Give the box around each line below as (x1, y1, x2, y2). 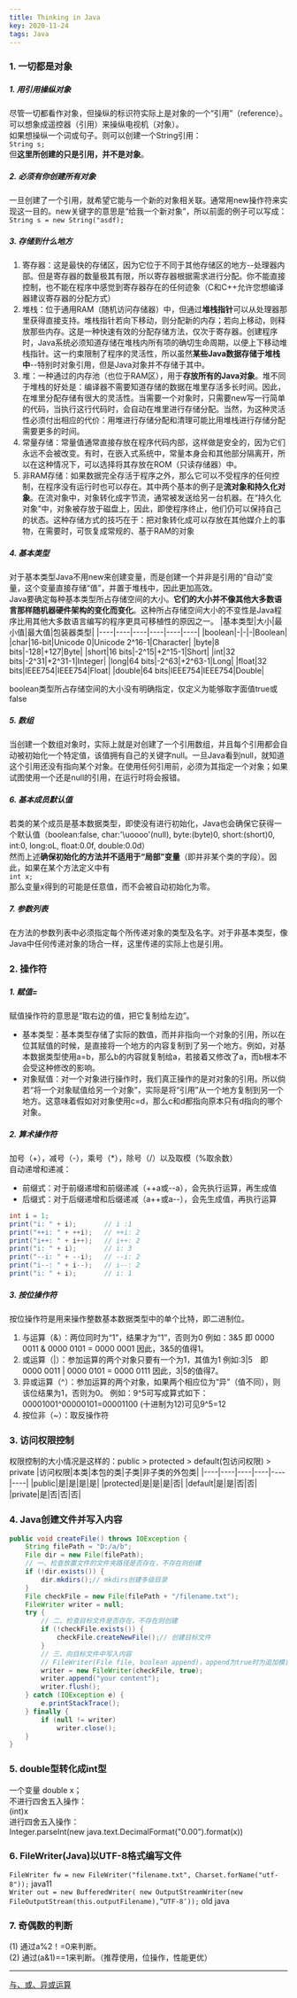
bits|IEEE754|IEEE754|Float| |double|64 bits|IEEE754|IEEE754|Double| (9, 666, 265, 676)
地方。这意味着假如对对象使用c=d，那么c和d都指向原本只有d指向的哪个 (21, 1096, 283, 1106)
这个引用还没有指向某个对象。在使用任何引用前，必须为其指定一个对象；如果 (9, 761, 288, 772)
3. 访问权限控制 (9, 1433, 75, 1446)
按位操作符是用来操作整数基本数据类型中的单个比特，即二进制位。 (9, 1313, 249, 1323)
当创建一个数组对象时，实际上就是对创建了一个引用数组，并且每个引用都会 (9, 739, 280, 750)
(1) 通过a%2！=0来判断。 (9, 1941, 102, 1952)
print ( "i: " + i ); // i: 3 (9, 1245, 133, 1253)
